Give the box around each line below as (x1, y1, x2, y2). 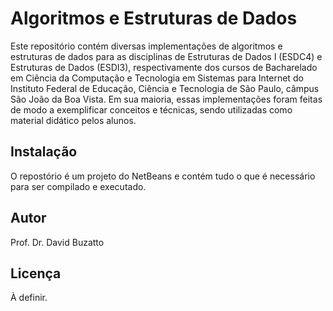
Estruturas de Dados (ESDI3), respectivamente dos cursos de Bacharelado (10, 61, 318, 73)
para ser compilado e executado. (10, 180, 147, 192)
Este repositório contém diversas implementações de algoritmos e (10, 40, 283, 52)
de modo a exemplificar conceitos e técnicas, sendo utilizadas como (10, 103, 293, 116)
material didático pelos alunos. (10, 114, 137, 126)
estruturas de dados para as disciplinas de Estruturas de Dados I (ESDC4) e (10, 50, 323, 62)
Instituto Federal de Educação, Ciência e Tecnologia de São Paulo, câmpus (10, 82, 320, 94)
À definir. (10, 292, 48, 304)
